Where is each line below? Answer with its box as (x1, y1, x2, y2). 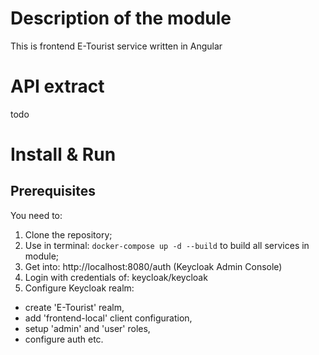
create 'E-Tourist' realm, (24, 301, 125, 313)
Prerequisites (10, 183, 96, 200)
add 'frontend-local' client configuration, (24, 312, 193, 324)
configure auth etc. (24, 333, 104, 345)
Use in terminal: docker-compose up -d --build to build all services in (24, 239, 310, 251)
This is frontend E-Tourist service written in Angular (10, 40, 223, 52)
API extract (10, 75, 105, 98)
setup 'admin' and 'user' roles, (24, 322, 151, 334)
